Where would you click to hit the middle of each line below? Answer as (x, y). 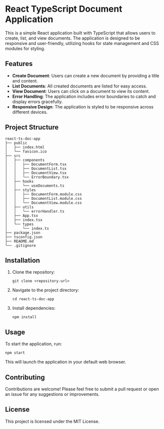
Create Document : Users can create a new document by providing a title (86, 75)
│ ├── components (25, 160)
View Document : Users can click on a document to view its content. (81, 91)
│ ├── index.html (25, 147)
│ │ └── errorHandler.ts (35, 211)
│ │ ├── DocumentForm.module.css (44, 194)
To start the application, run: (34, 344)
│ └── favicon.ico (26, 151)
